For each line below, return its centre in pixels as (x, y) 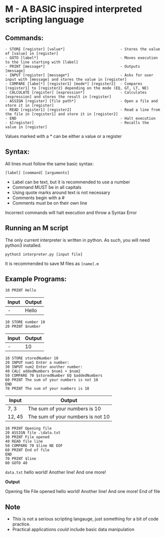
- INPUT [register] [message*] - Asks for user (79, 75)
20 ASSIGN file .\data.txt (33, 433)
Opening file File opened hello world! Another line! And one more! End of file (83, 492)
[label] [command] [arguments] (37, 173)
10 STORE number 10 (25, 322)
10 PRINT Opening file (28, 429)
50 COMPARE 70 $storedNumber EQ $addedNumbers (54, 376)
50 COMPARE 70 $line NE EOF (34, 446)
